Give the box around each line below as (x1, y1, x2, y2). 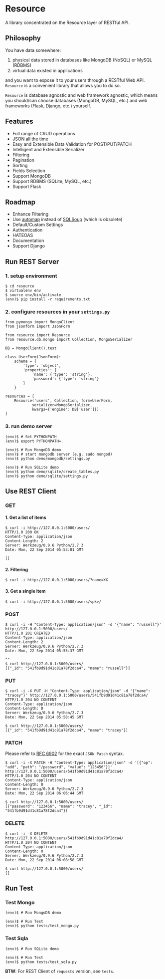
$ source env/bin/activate (5, 292, 61, 297)
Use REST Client (5, 487, 56, 495)
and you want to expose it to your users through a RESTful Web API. (5, 77, 145, 83)
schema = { (14, 359, 37, 364)
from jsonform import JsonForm (5, 324, 70, 329)
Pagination (12, 157, 35, 163)
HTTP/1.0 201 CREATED (5, 631, 50, 636)
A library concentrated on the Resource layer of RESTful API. (5, 19, 130, 25)
